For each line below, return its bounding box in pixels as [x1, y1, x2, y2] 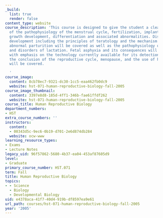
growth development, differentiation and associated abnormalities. [9, 35, 151, 39]
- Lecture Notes [5, 147, 38, 152]
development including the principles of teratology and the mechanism [9, 39, 158, 44]
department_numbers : [5, 107, 47, 111]
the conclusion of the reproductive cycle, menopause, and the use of [9, 57, 155, 62]
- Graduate [5, 161, 27, 165]
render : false [9, 16, 38, 21]
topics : [5, 179, 21, 184]
